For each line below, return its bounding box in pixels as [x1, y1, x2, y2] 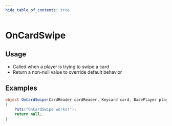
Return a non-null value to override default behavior [12, 69, 122, 75]
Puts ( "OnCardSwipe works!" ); [14, 107, 77, 112]
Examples [5, 84, 37, 93]
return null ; [14, 112, 42, 117]
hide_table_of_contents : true [5, 7, 70, 13]
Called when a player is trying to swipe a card [12, 64, 109, 70]
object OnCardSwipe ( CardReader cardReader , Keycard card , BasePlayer [5, 97, 157, 102]
